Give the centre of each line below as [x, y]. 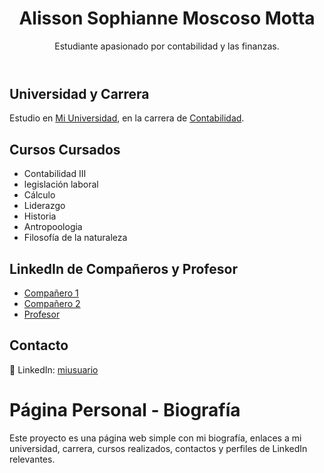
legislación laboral [61, 184]
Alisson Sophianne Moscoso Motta [167, 18]
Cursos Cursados [65, 149]
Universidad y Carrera [79, 93]
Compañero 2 [52, 303]
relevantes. [32, 459]
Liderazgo [44, 206]
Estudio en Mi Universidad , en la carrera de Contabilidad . [127, 118]
